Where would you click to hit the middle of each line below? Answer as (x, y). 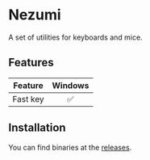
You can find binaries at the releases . (70, 147)
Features (31, 63)
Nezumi (35, 15)
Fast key (28, 99)
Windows (71, 85)
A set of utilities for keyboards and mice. (75, 37)
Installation (37, 128)
